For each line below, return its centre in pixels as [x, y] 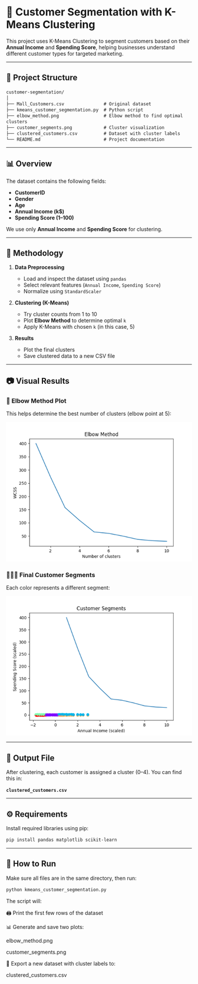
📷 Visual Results [38, 381]
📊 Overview [29, 164]
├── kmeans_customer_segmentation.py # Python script [75, 110]
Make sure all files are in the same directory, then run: [71, 878]
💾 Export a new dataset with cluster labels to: [61, 963]
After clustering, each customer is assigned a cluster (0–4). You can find [94, 772]
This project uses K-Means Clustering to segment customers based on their [98, 41]
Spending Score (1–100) [44, 218]
